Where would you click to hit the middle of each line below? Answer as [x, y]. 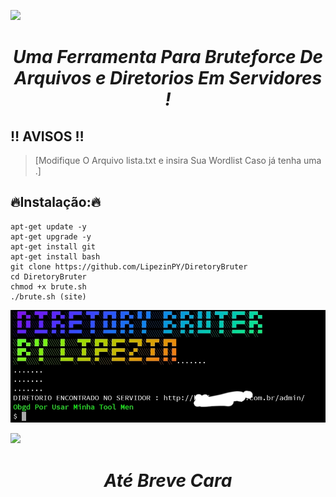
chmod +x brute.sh [48, 286]
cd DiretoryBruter [48, 276]
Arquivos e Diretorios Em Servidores [168, 78]
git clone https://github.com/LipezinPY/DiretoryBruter [129, 266]
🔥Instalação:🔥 [56, 202]
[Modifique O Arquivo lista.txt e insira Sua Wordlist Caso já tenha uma [178, 160]
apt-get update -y [48, 226]
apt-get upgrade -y [51, 236]
